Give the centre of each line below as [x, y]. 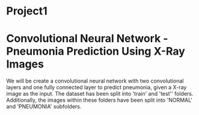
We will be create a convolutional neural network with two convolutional [95, 81]
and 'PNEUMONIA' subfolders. [44, 107]
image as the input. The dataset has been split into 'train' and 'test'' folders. [100, 94]
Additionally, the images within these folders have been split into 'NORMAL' [99, 100]
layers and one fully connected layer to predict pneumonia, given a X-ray [96, 87]
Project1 [27, 11]
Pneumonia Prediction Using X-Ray [96, 51]
